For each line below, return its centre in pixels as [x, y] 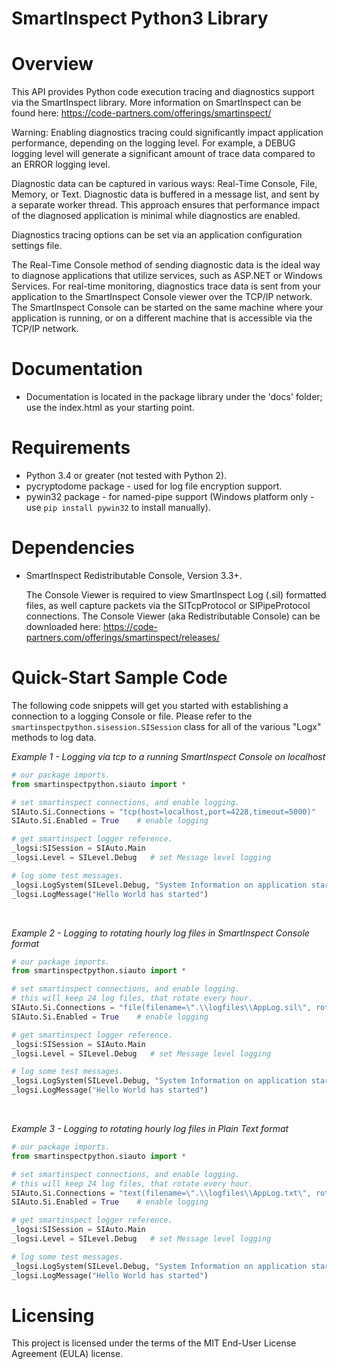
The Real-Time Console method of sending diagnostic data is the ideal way [166, 265]
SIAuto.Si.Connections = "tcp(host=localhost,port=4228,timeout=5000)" [163, 812]
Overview [52, 64]
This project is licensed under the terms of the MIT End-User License [154, 1343]
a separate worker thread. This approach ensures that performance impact [165, 205]
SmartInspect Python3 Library [140, 18]
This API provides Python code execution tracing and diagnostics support [163, 92]
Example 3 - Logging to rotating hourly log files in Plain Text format [150, 1128]
